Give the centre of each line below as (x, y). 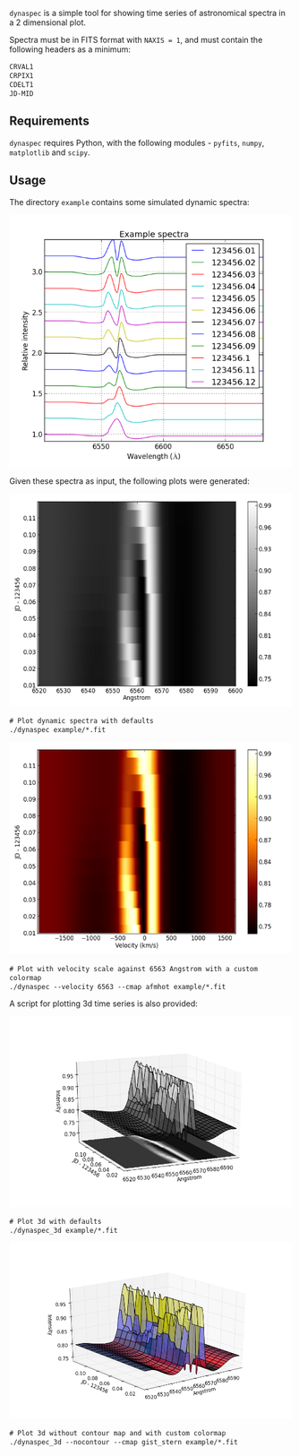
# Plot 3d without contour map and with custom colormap (118, 1433)
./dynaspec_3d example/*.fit (64, 1231)
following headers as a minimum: (70, 49)
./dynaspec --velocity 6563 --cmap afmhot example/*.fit (118, 986)
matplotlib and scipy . (50, 152)
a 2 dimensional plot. (48, 22)
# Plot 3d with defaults (56, 1222)
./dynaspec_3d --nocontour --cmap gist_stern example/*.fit (124, 1442)
